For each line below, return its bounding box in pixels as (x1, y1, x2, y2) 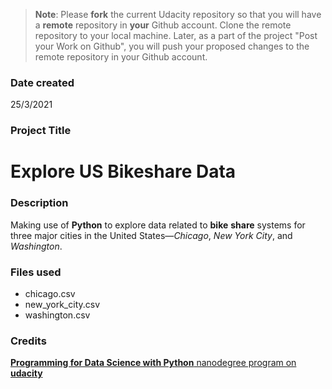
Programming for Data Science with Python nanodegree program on (10, 357, 297, 369)
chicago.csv (24, 288, 76, 299)
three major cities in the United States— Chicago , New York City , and (10, 229, 293, 241)
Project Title (10, 124, 72, 138)
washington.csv (24, 309, 91, 321)
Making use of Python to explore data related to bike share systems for (10, 219, 306, 231)
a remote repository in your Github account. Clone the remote (34, 19, 292, 31)
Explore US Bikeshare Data (10, 160, 237, 183)
